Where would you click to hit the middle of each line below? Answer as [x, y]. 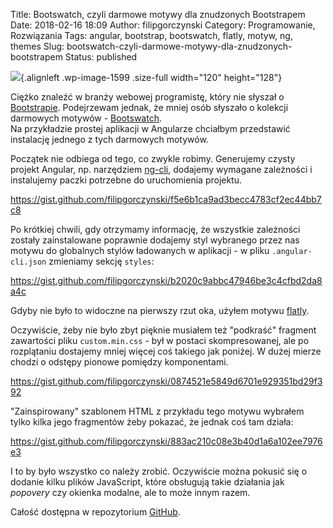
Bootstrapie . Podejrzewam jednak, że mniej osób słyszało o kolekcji [149, 107]
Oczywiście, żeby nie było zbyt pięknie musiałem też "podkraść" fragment [163, 330]
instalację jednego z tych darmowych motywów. [109, 139]
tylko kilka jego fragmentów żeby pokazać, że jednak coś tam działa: [152, 422]
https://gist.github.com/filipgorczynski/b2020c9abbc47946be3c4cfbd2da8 [166, 280]
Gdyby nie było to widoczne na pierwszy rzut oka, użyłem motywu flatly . [160, 310]
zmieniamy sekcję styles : [101, 261]
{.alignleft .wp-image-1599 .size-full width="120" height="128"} [151, 77]
